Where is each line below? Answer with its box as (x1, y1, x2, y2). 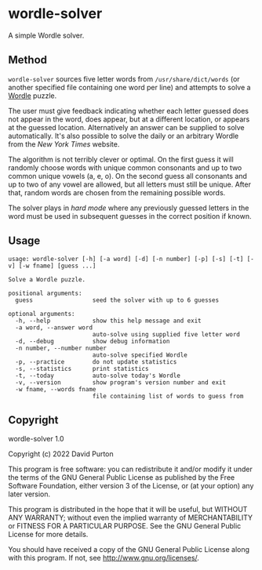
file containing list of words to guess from (92, 392, 244, 400)
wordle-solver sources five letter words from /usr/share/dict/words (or (8, 74, 241, 83)
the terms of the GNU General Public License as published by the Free (8, 473, 235, 482)
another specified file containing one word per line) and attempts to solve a (8, 82, 251, 92)
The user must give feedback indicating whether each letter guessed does (8, 106, 249, 115)
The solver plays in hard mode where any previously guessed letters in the (8, 203, 249, 212)
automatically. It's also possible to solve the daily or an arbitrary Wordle (8, 131, 239, 140)
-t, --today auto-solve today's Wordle (15, 372, 180, 379)
